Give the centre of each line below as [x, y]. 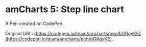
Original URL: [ [21, 33]
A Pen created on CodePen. [34, 24]
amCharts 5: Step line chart [65, 9]
